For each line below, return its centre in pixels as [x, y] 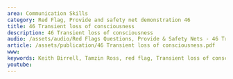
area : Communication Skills [48, 13]
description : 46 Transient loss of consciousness [80, 33]
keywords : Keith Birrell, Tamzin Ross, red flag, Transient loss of [108, 58]
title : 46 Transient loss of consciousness [71, 26]
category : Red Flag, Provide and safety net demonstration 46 [99, 20]
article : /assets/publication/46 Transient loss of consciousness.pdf [111, 45]
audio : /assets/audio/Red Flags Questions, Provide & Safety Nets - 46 [113, 39]
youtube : [20, 65]
